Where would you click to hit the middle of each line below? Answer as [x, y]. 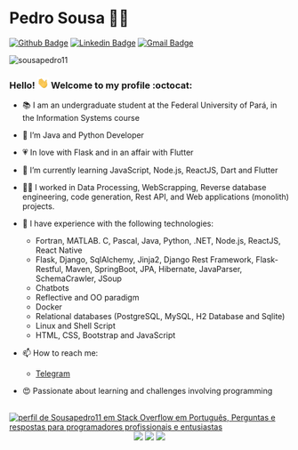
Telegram [53, 374]
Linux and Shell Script [75, 326]
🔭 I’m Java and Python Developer [83, 135]
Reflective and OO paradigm [87, 298]
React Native [59, 250]
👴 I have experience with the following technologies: [118, 224]
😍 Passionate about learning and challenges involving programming [147, 391]
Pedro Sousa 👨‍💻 [69, 18]
